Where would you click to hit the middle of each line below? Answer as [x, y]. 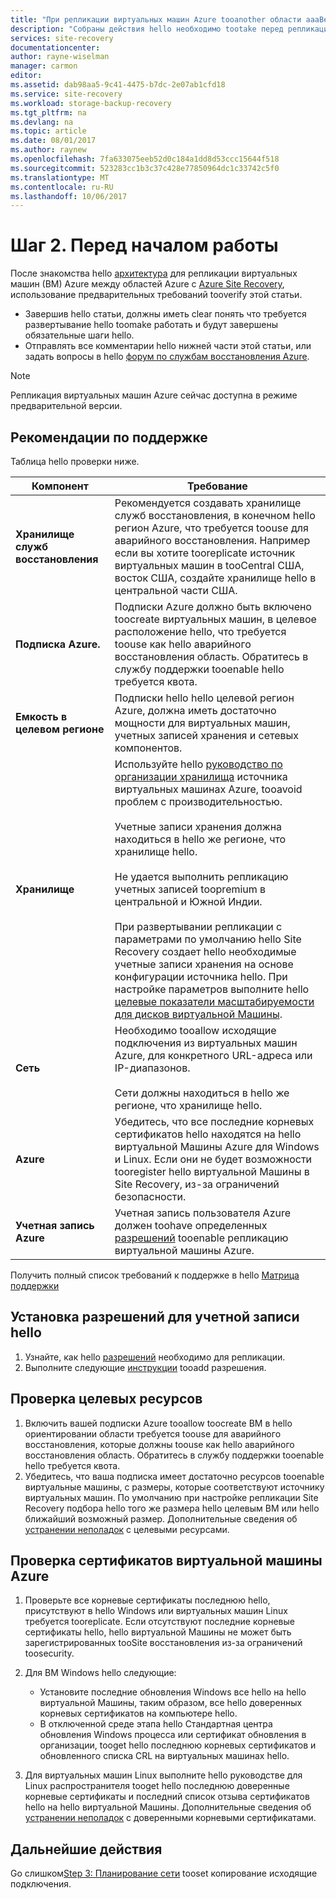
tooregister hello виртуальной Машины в [212, 1171]
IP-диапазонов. [152, 1068]
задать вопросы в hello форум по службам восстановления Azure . [167, 357]
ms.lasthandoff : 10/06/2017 [69, 196]
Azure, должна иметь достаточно [195, 710]
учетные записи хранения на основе [204, 964]
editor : [26, 76]
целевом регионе [60, 729]
